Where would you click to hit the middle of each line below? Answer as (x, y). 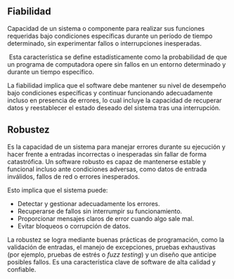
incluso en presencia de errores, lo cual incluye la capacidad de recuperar (115, 100)
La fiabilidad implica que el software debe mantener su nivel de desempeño (117, 85)
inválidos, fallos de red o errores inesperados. (74, 176)
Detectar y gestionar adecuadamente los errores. (89, 203)
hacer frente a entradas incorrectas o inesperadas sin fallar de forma (107, 154)
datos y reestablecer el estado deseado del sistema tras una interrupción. (114, 107)
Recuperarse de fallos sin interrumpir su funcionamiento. (100, 211)
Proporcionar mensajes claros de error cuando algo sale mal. (106, 218)
